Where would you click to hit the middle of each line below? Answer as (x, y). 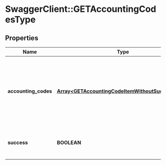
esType (21, 20)
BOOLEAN (69, 142)
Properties (22, 38)
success (18, 142)
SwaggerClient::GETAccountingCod (81, 9)
